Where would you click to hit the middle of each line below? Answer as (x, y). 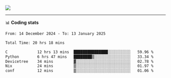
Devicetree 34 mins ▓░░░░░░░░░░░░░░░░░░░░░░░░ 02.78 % (79, 61)
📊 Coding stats (22, 23)
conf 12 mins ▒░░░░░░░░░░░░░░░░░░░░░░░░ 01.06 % (79, 71)
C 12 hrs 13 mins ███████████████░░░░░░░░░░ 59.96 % (79, 52)
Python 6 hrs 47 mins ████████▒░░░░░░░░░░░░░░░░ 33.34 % (79, 57)
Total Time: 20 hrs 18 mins (35, 43)
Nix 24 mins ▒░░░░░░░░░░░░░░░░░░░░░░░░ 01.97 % (79, 66)
